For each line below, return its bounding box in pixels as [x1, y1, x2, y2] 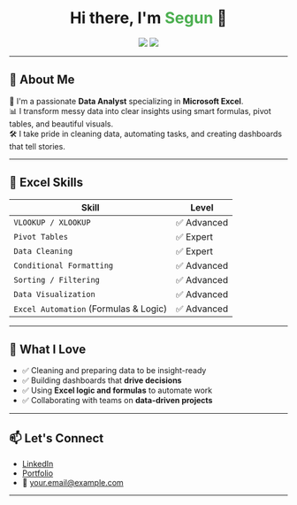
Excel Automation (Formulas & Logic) [13, 302, 168, 315]
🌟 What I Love [9, 341, 87, 356]
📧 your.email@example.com [21, 478, 124, 488]
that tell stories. [9, 141, 66, 151]
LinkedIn [21, 459, 54, 470]
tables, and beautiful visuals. [9, 119, 114, 129]
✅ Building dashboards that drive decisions [21, 375, 182, 386]
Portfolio [21, 468, 54, 478]
